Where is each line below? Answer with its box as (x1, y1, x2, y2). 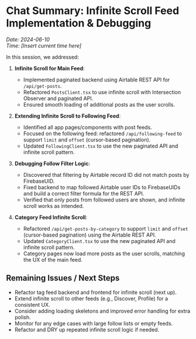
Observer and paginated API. (23, 95, 94, 102)
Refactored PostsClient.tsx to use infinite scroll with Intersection (23, 88, 181, 95)
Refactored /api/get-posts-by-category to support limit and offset (23, 225, 188, 232)
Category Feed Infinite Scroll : (14, 214, 88, 221)
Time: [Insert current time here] (6, 42, 82, 49)
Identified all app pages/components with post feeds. (23, 124, 152, 131)
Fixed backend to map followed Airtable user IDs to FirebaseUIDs (23, 183, 181, 191)
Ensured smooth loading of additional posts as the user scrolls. (23, 101, 176, 108)
